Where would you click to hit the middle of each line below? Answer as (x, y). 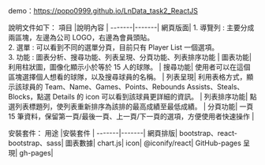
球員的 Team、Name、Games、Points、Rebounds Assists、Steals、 (133, 87)
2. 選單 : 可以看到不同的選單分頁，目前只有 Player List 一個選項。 (114, 47)
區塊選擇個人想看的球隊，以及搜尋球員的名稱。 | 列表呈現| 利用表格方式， (127, 77)
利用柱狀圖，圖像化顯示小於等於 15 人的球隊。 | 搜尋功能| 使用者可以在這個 (129, 67)
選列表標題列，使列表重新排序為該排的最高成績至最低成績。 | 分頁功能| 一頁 (131, 107)
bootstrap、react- (209, 133)
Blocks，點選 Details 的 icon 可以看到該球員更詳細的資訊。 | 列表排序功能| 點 (132, 97)
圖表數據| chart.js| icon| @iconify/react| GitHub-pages (154, 143)
